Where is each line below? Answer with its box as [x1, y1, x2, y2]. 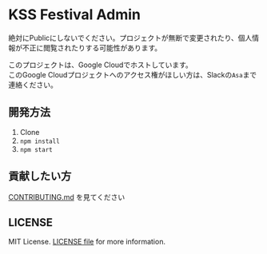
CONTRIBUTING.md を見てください [8, 192, 126, 201]
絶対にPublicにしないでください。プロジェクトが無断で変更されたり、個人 [8, 33, 253, 42]
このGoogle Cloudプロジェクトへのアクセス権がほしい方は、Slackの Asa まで [8, 69, 257, 79]
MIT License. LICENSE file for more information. [8, 237, 166, 247]
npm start [19, 145, 54, 153]
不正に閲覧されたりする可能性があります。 [22, 42, 162, 53]
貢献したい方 [8, 169, 72, 183]
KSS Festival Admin [8, 6, 141, 24]
